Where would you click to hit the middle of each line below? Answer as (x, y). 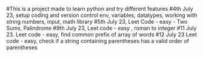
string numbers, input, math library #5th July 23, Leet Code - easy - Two (97, 22)
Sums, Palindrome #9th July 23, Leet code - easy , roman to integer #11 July (101, 28)
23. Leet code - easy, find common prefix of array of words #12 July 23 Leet (101, 35)
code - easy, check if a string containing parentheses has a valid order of (98, 41)
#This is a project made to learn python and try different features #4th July (100, 9)
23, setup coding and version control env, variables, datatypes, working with (102, 15)
